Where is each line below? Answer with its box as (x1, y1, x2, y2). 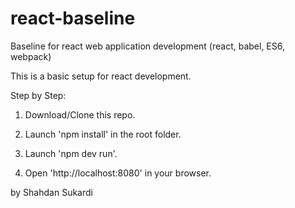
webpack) (10, 50, 52, 62)
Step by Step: (10, 89, 67, 101)
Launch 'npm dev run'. (24, 147, 118, 159)
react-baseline (10, 7, 136, 30)
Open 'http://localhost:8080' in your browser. (24, 167, 212, 179)
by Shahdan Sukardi (10, 186, 93, 198)
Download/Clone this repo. (24, 108, 136, 121)
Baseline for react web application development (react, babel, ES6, (10, 40, 285, 52)
